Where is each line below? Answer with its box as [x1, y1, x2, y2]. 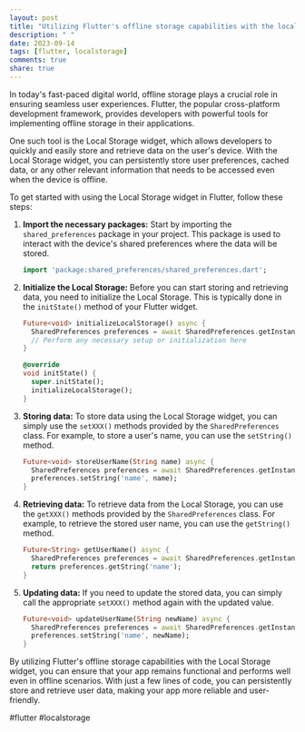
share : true [9, 64, 54, 74]
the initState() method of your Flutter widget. [22, 301, 198, 312]
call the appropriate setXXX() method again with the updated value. [22, 597, 274, 608]
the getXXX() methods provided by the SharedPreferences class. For [22, 509, 275, 519]
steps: [9, 201, 33, 212]
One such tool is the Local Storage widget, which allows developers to [9, 135, 272, 146]
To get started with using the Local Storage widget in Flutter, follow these [9, 192, 283, 203]
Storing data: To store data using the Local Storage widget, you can [22, 411, 278, 421]
